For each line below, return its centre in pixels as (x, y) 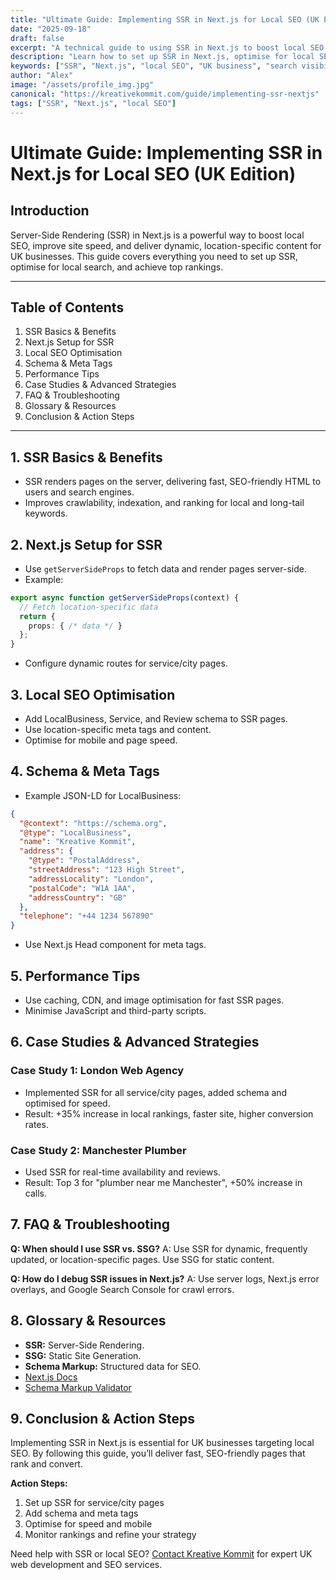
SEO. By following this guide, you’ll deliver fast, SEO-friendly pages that (158, 1453)
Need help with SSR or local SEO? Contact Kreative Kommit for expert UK (161, 1554)
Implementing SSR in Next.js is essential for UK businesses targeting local (162, 1443)
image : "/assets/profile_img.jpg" (82, 85)
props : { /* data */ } (75, 626)
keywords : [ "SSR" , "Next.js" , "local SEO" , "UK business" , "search (154, 66)
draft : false (37, 38)
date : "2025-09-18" (51, 29)
